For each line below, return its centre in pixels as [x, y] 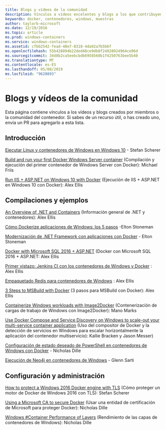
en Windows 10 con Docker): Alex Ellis [44, 185]
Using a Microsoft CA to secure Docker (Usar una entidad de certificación [80, 402]
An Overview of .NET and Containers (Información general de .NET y [75, 212]
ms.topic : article [24, 33]
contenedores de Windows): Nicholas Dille [48, 423]
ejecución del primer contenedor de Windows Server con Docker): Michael [81, 165]
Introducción [25, 138]
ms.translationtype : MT [30, 60]
